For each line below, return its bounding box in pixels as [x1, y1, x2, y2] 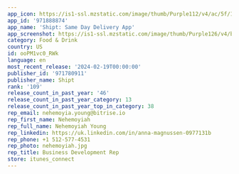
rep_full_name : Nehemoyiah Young [7, 122, 107, 130]
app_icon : [7, 10, 37, 18]
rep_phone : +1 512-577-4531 [7, 136, 91, 143]
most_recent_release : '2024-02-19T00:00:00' [7, 63, 142, 70]
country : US [7, 43, 43, 50]
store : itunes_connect [7, 156, 75, 163]
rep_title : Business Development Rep [7, 149, 119, 156]
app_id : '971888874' [7, 17, 69, 24]
